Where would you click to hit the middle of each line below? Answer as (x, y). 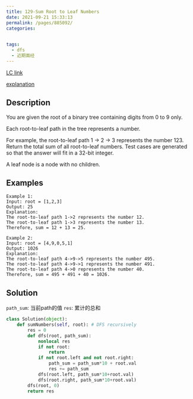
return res (41, 391)
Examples (25, 183)
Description (28, 103)
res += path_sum (69, 369)
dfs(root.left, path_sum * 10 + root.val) (86, 374)
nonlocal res (54, 341)
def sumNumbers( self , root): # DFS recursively (77, 325)
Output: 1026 (22, 249)
